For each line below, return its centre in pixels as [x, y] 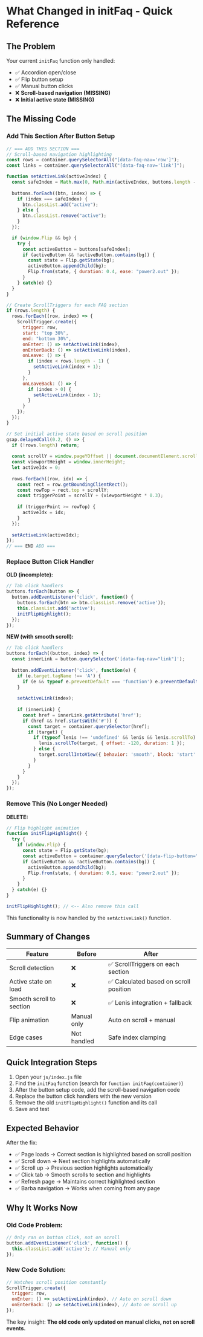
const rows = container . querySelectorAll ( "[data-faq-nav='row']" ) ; [93, 160]
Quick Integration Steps [52, 1062]
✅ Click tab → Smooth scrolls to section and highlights [83, 1175]
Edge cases [26, 1037]
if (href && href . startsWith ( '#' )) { [70, 721]
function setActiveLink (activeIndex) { [56, 176]
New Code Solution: [36, 1270]
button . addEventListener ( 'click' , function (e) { [74, 670]
